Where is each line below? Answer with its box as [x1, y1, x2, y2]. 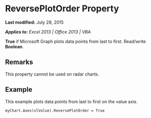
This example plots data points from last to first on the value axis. [5, 98, 138, 104]
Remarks [5, 58, 34, 67]
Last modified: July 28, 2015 [5, 19, 64, 25]
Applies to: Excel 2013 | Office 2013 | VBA [5, 29, 91, 35]
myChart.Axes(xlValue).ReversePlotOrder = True [5, 108, 105, 113]
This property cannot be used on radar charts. [5, 71, 100, 77]
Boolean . [5, 43, 24, 49]
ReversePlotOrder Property [5, 3, 119, 14]
